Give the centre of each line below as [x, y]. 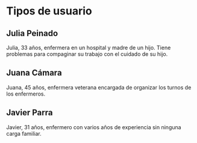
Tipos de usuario [49, 11]
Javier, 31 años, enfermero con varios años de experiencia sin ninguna [94, 127]
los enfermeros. [26, 94]
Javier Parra [30, 113]
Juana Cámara [34, 73]
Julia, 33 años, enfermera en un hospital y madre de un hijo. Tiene [89, 47]
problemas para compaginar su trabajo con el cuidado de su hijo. [87, 54]
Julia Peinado [32, 33]
